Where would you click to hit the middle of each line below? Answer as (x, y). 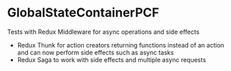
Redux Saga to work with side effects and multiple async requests (112, 59)
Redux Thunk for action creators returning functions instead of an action (121, 45)
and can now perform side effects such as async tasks (95, 52)
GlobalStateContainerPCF (83, 13)
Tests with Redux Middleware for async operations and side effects (103, 32)
